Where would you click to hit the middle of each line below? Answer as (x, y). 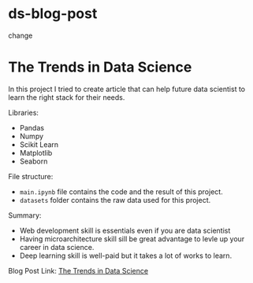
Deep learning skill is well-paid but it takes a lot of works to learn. (126, 255)
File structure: (31, 176)
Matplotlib (36, 153)
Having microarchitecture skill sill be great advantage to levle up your (132, 239)
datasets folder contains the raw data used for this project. (115, 200)
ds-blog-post (53, 14)
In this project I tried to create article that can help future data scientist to (127, 89)
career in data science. (57, 247)
